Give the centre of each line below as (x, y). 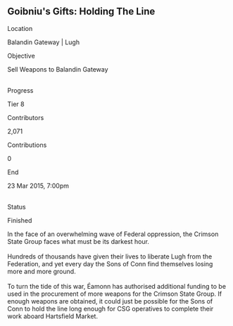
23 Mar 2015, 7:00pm (38, 185)
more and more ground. (42, 271)
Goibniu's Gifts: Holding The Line (81, 12)
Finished (20, 220)
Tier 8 (16, 104)
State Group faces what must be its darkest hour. (78, 241)
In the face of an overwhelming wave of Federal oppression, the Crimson (113, 234)
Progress (20, 90)
